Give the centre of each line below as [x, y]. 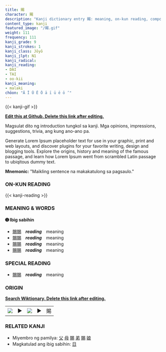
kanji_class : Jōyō [24, 51]
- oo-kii [14, 79]
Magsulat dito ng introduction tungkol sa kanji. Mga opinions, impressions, [81, 126]
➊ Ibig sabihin [20, 220]
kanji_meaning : [21, 83]
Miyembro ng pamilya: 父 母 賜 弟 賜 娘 [52, 338]
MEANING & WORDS [30, 208]
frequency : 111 [21, 38]
